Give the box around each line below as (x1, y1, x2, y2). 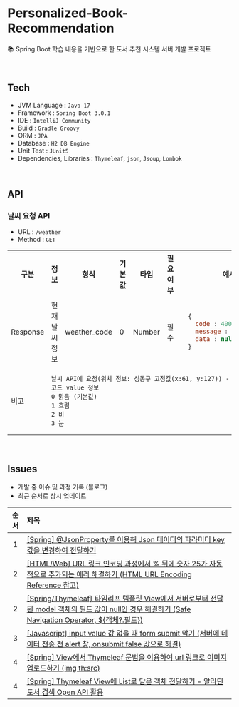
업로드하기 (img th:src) (26, 663, 101, 673)
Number (132, 327, 161, 337)
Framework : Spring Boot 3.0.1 (17, 108, 111, 117)
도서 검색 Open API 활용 (26, 687, 104, 697)
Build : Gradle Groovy (17, 123, 80, 132)
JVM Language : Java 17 (17, 101, 90, 109)
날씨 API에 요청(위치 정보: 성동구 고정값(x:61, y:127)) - (51, 375, 230, 383)
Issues (7, 462, 38, 475)
